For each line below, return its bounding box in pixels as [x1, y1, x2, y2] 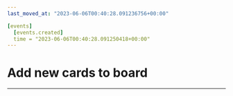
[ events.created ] [13, 29, 64, 36]
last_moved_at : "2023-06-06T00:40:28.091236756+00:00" [7, 10, 169, 17]
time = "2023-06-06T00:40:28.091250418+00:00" [13, 35, 150, 42]
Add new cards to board [7, 65, 148, 81]
